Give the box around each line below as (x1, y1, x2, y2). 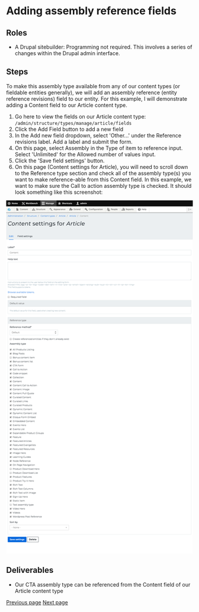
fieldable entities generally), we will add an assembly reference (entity (6, 89, 178, 96)
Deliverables (6, 565, 54, 575)
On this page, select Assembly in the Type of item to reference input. (14, 144, 183, 152)
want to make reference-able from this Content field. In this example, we (14, 176, 192, 183)
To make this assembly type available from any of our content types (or (6, 82, 181, 89)
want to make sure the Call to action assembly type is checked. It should (14, 182, 192, 189)
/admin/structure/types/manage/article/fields (14, 120, 132, 126)
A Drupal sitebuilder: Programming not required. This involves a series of (14, 43, 192, 50)
